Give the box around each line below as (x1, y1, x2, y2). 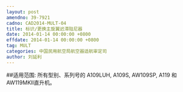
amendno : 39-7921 (6, 15, 50, 21)
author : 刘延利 (6, 54, 42, 60)
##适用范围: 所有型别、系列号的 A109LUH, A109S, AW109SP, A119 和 (6, 71, 178, 79)
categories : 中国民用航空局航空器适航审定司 (6, 48, 108, 54)
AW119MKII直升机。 (6, 79, 56, 86)
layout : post (6, 8, 40, 15)
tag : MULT (6, 43, 32, 49)
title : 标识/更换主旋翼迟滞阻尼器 (6, 25, 83, 32)
